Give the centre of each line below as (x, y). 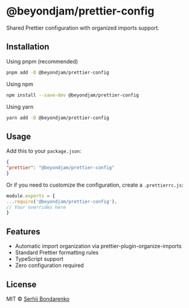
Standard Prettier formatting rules (57, 252)
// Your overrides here (36, 207)
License (21, 284)
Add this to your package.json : (44, 151)
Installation (28, 47)
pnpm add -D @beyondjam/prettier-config (58, 72)
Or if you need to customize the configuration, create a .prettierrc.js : (95, 185)
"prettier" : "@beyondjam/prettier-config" (60, 168)
